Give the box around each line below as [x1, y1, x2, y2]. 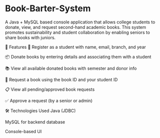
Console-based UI [5, 128, 42, 134]
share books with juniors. [5, 35, 56, 40]
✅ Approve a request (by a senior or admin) [5, 98, 93, 103]
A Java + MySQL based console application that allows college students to [5, 19, 155, 25]
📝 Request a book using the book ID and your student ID [5, 77, 118, 82]
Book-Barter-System [5, 3, 91, 14]
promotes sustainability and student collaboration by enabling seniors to [5, 29, 150, 35]
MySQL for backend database [5, 119, 65, 125]
